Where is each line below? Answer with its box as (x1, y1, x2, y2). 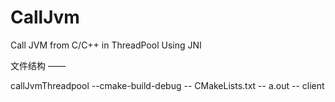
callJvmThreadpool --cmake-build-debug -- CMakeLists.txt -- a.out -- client (10, 79, 325, 91)
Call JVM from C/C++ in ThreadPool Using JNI (10, 39, 202, 51)
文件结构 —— (10, 59, 66, 71)
